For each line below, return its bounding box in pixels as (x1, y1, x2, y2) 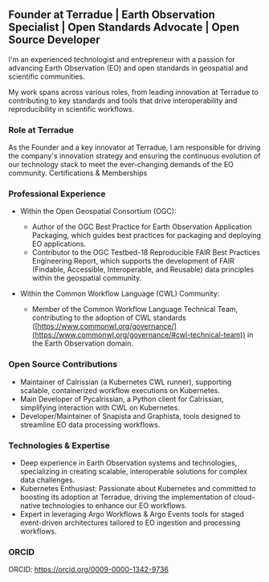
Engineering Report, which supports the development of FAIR (31, 256, 234, 266)
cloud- (232, 492, 255, 502)
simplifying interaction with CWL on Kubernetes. (19, 403, 181, 412)
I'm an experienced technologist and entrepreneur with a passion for (8, 54, 235, 64)
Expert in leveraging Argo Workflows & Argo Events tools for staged (19, 510, 245, 518)
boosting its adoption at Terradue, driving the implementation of (19, 492, 232, 502)
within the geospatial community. (31, 273, 142, 283)
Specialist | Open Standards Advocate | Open (8, 21, 239, 35)
